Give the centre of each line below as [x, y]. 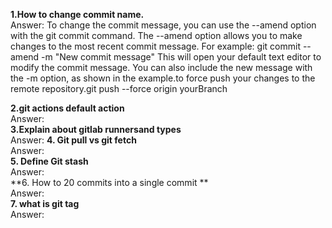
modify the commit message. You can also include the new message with [161, 67]
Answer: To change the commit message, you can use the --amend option [163, 25]
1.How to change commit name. [77, 14]
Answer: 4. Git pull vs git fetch [73, 140]
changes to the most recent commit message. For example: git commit [155, 46]
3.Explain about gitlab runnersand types [96, 129]
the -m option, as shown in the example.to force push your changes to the [163, 78]
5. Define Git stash [49, 161]
